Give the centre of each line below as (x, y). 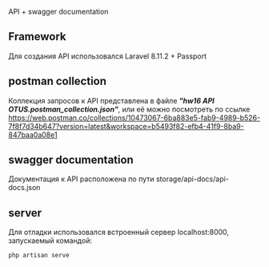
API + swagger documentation (58, 12)
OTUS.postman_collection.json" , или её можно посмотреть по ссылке (129, 109)
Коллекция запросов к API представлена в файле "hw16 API (111, 100)
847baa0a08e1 (33, 135)
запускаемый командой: (50, 241)
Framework (37, 36)
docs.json (24, 188)
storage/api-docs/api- (193, 179)
